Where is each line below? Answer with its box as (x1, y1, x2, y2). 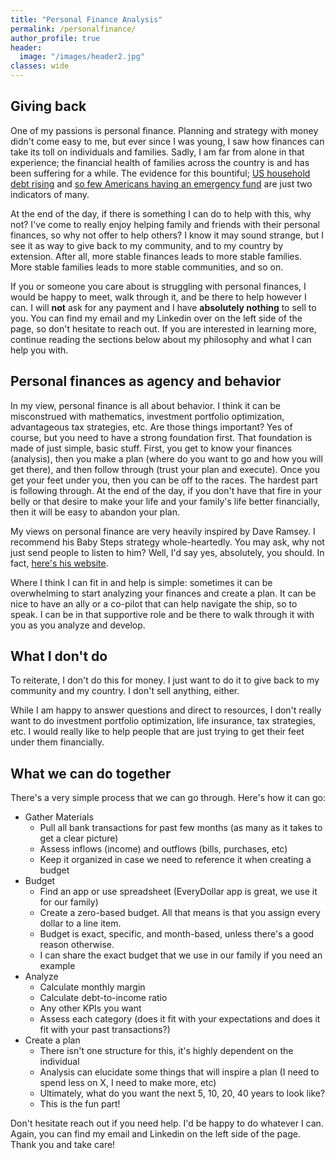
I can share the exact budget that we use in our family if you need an (39, 949, 323, 961)
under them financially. (10, 736, 105, 748)
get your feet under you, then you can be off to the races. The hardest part (10, 474, 318, 486)
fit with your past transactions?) (39, 1024, 171, 1036)
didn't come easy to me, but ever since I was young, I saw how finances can (10, 135, 325, 147)
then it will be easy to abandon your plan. (10, 506, 180, 518)
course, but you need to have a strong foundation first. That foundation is (10, 431, 313, 443)
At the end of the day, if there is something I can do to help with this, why (10, 207, 312, 220)
